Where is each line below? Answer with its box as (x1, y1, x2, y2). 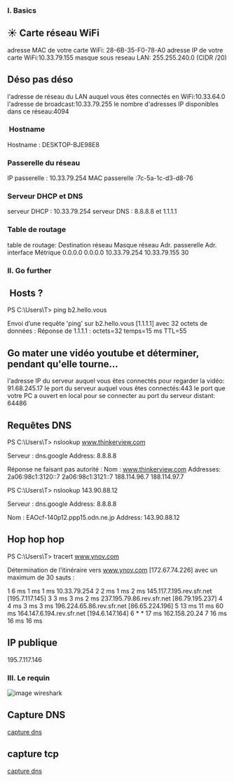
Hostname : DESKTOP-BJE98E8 (7, 140, 100, 149)
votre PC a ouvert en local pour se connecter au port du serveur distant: (7, 392, 216, 400)
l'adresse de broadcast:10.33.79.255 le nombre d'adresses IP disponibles (7, 100, 219, 108)
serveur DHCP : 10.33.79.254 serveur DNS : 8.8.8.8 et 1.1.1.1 (7, 207, 177, 216)
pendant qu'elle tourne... (7, 358, 119, 370)
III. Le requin (7, 673, 50, 682)
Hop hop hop (7, 533, 65, 545)
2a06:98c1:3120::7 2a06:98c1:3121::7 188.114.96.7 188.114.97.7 (7, 472, 184, 481)
